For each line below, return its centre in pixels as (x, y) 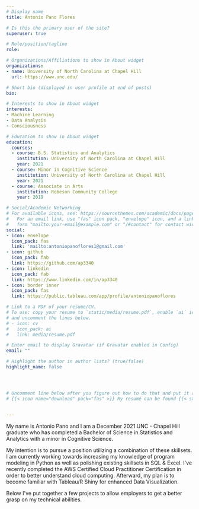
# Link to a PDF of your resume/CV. (51, 307)
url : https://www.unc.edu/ (45, 77)
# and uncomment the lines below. (49, 318)
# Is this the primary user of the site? (58, 28)
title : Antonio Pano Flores (41, 17)
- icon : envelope (28, 236)
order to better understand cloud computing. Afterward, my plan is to (90, 475)
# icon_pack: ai (29, 329)
